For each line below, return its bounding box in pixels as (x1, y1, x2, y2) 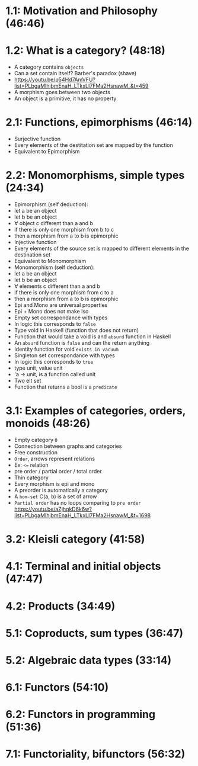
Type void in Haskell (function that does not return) (14, 327, 139, 334)
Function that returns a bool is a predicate (14, 383, 117, 390)
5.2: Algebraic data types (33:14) (5, 653, 172, 667)
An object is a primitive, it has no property (14, 95, 117, 102)
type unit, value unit (14, 364, 63, 371)
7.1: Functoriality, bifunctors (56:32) (5, 748, 186, 761)
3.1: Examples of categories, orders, (5, 404, 186, 418)
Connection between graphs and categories (14, 443, 122, 450)
